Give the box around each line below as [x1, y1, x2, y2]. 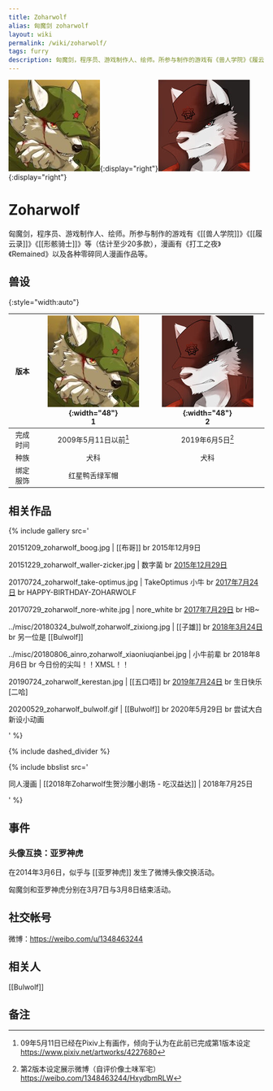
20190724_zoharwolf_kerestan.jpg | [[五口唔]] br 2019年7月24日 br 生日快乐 [8, 677, 262, 687]
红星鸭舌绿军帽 [68, 471, 119, 480]
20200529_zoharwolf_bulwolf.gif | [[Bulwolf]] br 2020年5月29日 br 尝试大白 [8, 704, 262, 715]
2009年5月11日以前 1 [57, 433, 130, 445]
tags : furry [8, 47, 49, 56]
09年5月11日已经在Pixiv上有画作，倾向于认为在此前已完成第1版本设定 [19, 1038, 250, 1048]
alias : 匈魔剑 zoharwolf [8, 21, 89, 30]
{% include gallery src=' [8, 526, 89, 536]
